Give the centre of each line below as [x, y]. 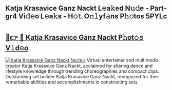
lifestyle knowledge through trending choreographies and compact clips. [82, 71]
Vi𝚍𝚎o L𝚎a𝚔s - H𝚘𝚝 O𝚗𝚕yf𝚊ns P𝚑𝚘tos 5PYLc [93, 17]
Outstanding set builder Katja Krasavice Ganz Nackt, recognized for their [82, 77]
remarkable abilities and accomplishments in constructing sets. [72, 82]
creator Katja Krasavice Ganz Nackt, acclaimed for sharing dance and [79, 66]
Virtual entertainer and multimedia [123, 60]
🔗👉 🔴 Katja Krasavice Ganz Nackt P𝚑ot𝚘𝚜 [74, 37]
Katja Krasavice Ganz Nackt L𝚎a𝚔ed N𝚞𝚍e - [77, 8]
